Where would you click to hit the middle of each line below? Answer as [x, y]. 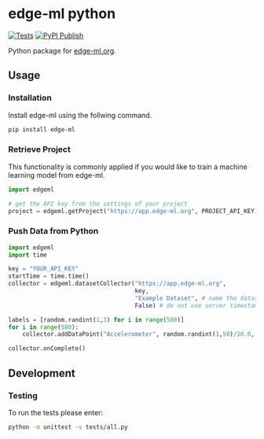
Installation [30, 98]
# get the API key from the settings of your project [98, 204]
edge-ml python [62, 14]
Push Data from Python [53, 231]
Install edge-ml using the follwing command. [80, 115]
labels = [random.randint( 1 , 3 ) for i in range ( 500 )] [96, 319]
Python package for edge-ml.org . [62, 50]
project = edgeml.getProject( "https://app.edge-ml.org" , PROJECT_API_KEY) [133, 211]
